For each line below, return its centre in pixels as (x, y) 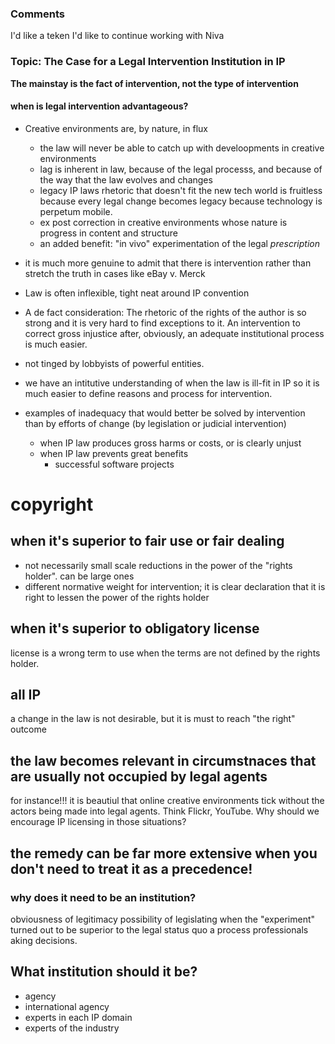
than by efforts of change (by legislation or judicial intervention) (155, 423)
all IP (26, 695)
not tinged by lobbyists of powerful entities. (114, 363)
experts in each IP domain (78, 1017)
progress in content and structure (108, 233)
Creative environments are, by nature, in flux (116, 128)
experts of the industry (72, 1028)
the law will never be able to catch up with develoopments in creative (182, 148)
